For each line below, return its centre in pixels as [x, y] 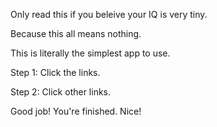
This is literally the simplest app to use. [90, 53]
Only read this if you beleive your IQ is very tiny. [109, 14]
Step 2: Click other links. [61, 92]
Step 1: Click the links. [55, 72]
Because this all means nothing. [76, 33]
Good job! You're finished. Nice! [76, 111]
